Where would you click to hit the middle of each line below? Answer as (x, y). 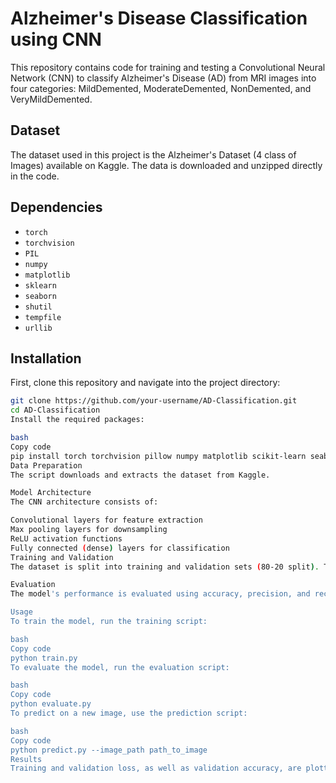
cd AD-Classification (55, 410)
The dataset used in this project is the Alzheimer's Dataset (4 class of (153, 154)
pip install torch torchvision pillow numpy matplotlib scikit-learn (158, 456)
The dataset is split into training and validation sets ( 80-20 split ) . (165, 567)
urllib (38, 328)
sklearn (40, 285)
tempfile (43, 317)
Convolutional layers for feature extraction (106, 520)
